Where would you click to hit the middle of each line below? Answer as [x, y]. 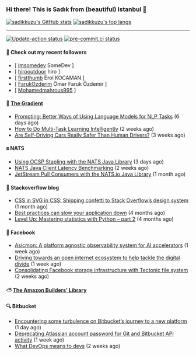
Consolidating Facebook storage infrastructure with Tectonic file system [101, 270]
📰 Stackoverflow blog [33, 187]
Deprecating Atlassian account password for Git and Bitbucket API [94, 334]
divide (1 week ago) [38, 264]
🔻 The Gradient [25, 103]
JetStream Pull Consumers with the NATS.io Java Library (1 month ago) [100, 174]
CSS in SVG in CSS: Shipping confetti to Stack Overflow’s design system [101, 200]
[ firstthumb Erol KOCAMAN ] [49, 78]
